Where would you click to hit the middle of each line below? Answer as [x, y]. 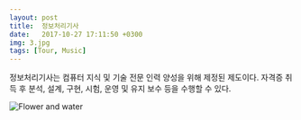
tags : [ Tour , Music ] [48, 51]
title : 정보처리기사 [44, 26]
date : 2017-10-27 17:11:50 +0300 [76, 34]
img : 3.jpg [30, 43]
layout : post [34, 17]
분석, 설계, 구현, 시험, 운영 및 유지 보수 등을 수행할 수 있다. [130, 89]
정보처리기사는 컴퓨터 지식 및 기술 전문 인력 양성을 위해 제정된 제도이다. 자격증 [146, 78]
